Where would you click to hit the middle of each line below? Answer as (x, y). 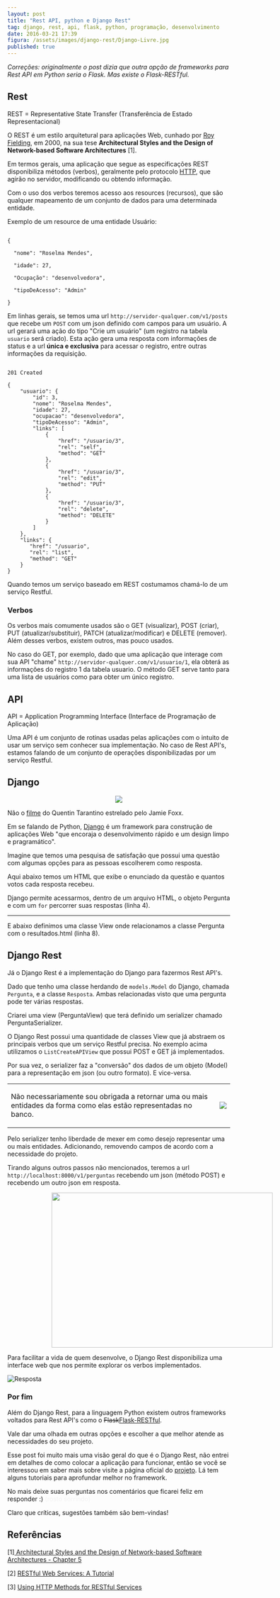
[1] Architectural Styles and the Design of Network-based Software (105, 1552)
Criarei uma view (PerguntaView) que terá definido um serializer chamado (115, 1015)
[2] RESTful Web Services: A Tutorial (61, 1573)
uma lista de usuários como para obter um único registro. (91, 677)
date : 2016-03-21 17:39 (42, 34)
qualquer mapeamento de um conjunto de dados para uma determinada (112, 200)
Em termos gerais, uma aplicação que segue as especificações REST (108, 164)
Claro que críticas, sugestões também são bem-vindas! (88, 1512)
